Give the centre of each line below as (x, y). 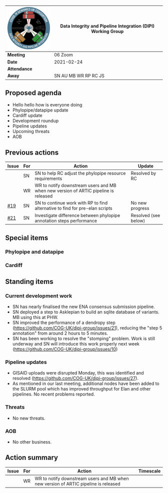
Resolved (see (145, 215)
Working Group (107, 31)
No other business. (32, 442)
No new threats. (29, 418)
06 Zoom (64, 55)
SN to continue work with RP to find (71, 203)
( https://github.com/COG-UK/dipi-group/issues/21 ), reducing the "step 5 (87, 328)
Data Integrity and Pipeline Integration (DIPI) (107, 26)
